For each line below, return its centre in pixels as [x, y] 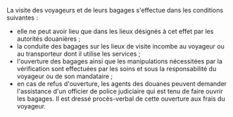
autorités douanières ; [49, 39]
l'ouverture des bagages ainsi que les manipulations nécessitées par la [120, 61]
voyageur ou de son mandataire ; [65, 76]
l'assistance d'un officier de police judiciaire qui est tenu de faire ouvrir [120, 91]
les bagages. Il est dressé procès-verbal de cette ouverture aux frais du [121, 99]
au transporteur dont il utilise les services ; [78, 54]
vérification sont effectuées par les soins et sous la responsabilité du [116, 69]
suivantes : [22, 18]
